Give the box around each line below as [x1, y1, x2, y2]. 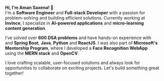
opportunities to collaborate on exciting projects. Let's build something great [5, 65, 160, 71]
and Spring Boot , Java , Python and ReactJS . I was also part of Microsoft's [5, 40, 158, 46]
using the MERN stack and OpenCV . [5, 50, 79, 56]
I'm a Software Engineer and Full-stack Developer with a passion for [5, 10, 145, 16]
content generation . [5, 25, 47, 31]
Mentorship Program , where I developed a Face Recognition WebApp [5, 45, 148, 51]
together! [5, 70, 23, 76]
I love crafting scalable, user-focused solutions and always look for [5, 60, 141, 65]
